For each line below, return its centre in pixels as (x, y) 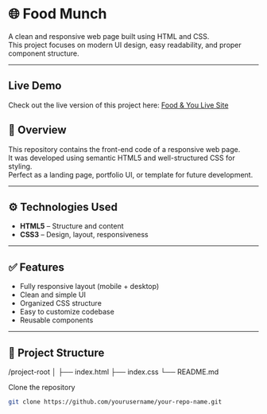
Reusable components (56, 320)
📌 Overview (37, 130)
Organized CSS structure (60, 303)
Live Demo (35, 86)
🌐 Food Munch (58, 14)
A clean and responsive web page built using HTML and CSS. (109, 36)
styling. (20, 166)
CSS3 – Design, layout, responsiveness (84, 235)
